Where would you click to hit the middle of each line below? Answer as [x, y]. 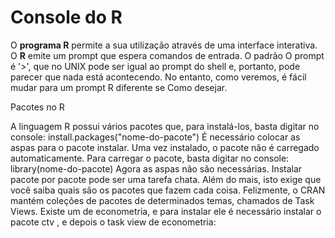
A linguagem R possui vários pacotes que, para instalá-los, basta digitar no [165, 126]
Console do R [66, 17]
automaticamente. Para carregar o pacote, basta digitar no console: [150, 158]
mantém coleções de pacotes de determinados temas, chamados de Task [162, 200]
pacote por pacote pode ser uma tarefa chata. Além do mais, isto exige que [166, 179]
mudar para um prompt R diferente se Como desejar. [119, 87]
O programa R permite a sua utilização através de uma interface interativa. [164, 45]
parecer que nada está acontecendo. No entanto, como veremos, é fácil [158, 77]
